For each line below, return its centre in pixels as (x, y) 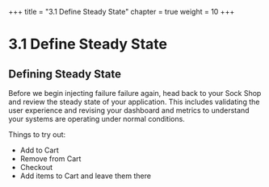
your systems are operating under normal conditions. (97, 119)
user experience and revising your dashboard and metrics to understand (129, 110)
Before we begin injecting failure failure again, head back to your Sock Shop (135, 93)
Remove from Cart (50, 159)
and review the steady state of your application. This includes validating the (134, 102)
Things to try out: (37, 135)
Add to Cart (39, 150)
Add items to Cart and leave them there (86, 176)
